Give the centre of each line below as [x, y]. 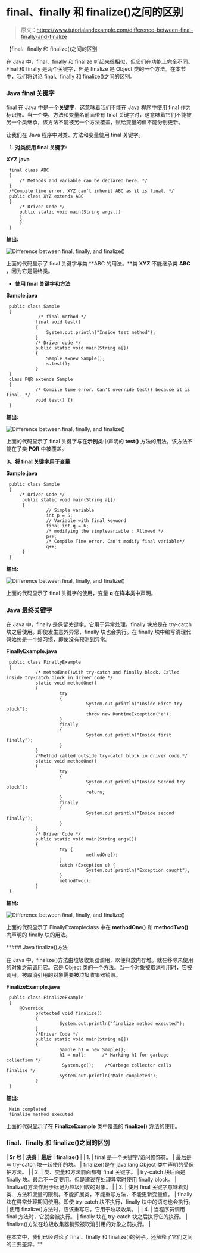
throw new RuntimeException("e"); [129, 714]
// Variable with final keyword [86, 521]
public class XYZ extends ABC [46, 196]
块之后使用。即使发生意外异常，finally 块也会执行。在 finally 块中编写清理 [96, 632]
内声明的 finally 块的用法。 [39, 935]
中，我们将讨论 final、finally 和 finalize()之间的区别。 [71, 76]
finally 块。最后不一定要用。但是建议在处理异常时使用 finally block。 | [91, 1179]
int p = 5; [60, 515]
